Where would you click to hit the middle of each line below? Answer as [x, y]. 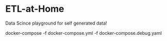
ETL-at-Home [35, 9]
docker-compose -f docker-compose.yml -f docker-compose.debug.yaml [83, 33]
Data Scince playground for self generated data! [56, 23]
